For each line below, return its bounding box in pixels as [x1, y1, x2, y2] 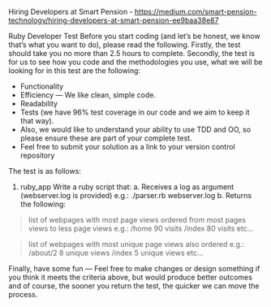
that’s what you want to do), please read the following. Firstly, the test [8, 40, 241, 50]
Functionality [19, 81, 64, 91]
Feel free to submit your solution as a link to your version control [19, 142, 235, 151]
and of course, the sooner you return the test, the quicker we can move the [8, 281, 260, 291]
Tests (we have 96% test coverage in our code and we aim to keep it [19, 107, 250, 117]
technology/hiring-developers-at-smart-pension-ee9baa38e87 [8, 15, 219, 25]
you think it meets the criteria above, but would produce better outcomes [8, 272, 253, 282]
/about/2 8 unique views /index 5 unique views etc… [28, 248, 204, 257]
